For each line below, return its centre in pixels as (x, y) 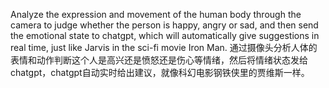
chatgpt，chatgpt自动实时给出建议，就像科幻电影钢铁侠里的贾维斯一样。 (160, 72)
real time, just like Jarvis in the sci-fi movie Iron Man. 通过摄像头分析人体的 (164, 47)
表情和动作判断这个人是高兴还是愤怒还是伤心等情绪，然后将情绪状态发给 (159, 60)
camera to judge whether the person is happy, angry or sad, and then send (164, 25)
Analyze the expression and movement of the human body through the (156, 14)
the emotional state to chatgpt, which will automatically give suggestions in (165, 35)
